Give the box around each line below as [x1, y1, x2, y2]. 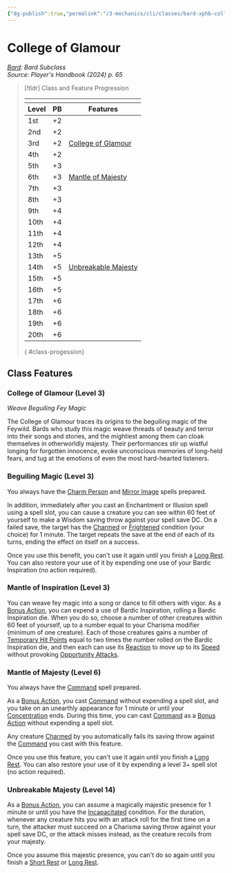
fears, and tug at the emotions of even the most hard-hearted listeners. [7, 455, 209, 463]
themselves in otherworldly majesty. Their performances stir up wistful [7, 439, 209, 448]
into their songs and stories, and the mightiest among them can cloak [7, 432, 204, 441]
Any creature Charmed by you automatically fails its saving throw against [7, 732, 215, 741]
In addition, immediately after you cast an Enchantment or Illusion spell [7, 500, 209, 509]
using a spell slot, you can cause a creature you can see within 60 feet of [7, 508, 215, 516]
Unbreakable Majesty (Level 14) [7, 785, 116, 795]
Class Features [7, 367, 73, 379]
